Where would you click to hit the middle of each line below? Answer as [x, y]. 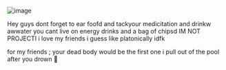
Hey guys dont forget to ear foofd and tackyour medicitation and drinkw [109, 24]
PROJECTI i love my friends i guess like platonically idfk [86, 38]
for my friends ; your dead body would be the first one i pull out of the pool [113, 52]
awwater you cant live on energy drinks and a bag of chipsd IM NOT [104, 31]
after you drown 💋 [33, 59]
